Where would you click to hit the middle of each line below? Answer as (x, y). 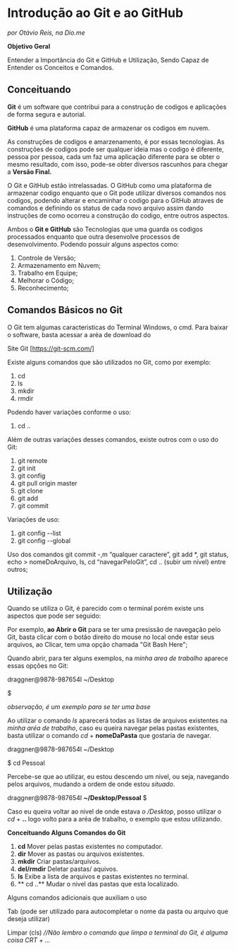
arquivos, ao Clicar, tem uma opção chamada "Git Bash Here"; (98, 645)
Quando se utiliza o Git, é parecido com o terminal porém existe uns (106, 609)
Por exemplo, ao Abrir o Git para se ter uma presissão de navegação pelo (114, 630)
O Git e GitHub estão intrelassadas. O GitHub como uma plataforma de (110, 185)
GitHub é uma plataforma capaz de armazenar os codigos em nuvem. (108, 128)
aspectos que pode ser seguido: (54, 616)
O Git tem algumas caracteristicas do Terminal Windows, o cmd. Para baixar (118, 327)
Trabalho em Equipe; (48, 273)
